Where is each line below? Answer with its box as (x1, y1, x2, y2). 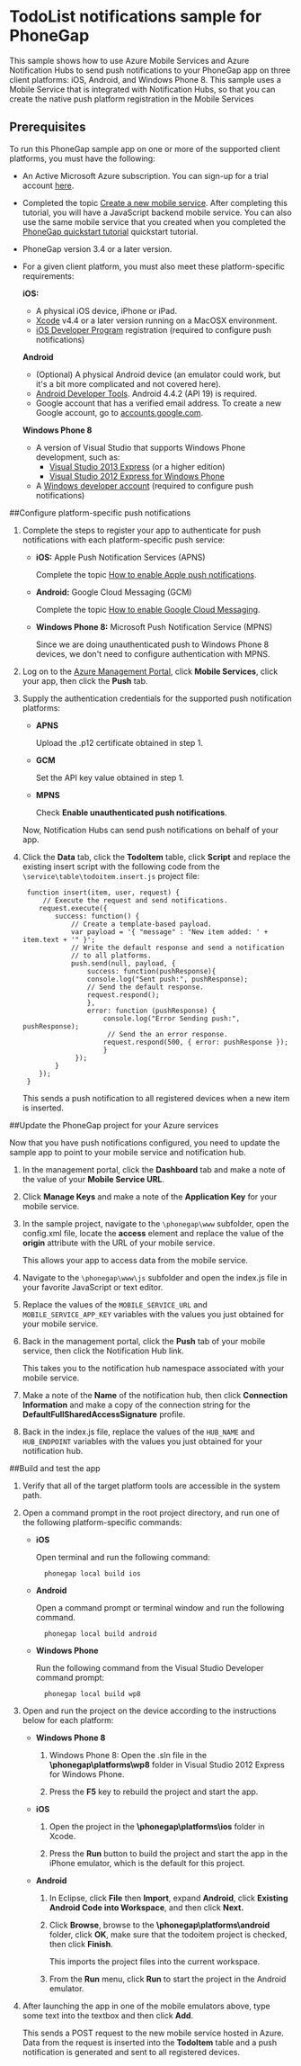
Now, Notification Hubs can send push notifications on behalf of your (22, 824, 279, 835)
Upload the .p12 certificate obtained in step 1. (35, 737, 204, 748)
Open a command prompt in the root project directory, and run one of (22, 1507, 280, 1518)
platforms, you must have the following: (9, 153, 155, 164)
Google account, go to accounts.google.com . (35, 407, 204, 418)
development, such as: (35, 452, 120, 463)
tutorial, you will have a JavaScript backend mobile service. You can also (22, 207, 292, 218)
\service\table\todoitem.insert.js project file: (22, 870, 200, 881)
